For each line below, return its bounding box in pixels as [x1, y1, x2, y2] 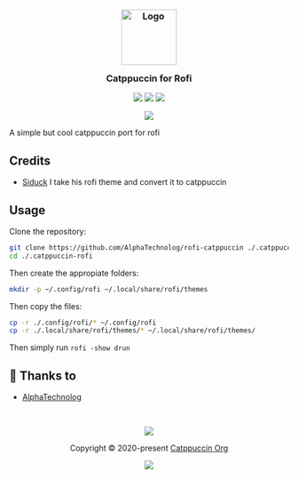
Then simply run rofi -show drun [9, 342, 130, 353]
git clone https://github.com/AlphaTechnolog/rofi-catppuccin [9, 243, 244, 252]
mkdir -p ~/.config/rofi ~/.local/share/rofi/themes [9, 284, 208, 293]
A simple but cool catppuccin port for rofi [9, 127, 161, 138]
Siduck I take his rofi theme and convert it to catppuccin [21, 177, 227, 188]
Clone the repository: [9, 226, 87, 236]
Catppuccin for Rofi [106, 72, 192, 84]
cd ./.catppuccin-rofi [9, 251, 93, 260]
